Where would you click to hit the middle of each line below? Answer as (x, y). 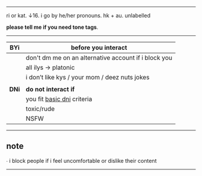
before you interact (99, 47)
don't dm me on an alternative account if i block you (99, 58)
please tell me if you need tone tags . (52, 27)
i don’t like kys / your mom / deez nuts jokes (88, 77)
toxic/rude (41, 109)
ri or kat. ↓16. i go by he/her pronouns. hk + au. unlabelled (78, 15)
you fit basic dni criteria (59, 99)
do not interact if (50, 89)
